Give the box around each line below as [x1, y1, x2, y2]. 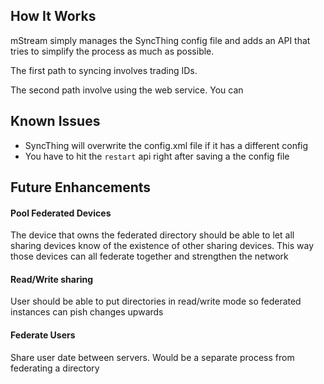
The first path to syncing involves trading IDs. [10, 64, 198, 76]
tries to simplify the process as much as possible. [10, 45, 215, 57]
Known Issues [10, 113, 101, 130]
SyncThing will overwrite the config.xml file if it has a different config [24, 139, 309, 151]
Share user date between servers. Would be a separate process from [10, 351, 295, 363]
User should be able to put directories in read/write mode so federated [10, 295, 302, 308]
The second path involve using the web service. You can [10, 84, 244, 96]
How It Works [10, 8, 97, 25]
